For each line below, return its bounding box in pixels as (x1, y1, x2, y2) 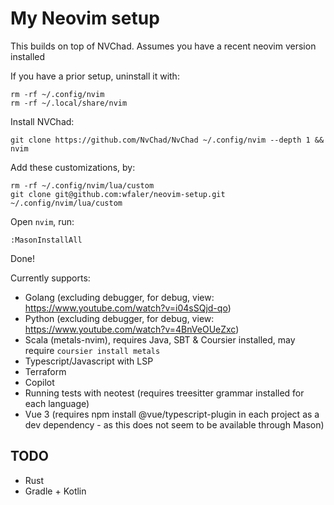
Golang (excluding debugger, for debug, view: (24, 291, 215, 303)
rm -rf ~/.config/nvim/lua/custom (10, 180, 155, 191)
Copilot (24, 376, 55, 388)
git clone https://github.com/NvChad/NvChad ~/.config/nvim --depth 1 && (10, 135, 325, 145)
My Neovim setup (10, 7, 160, 30)
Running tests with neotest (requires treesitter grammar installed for (24, 387, 305, 399)
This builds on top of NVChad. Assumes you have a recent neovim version (10, 40, 317, 52)
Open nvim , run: (10, 215, 75, 227)
